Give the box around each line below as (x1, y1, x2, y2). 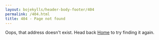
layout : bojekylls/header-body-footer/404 (5, 7, 94, 12)
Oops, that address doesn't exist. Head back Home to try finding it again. (5, 30, 155, 36)
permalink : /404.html (5, 12, 50, 17)
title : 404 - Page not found (5, 16, 66, 21)
